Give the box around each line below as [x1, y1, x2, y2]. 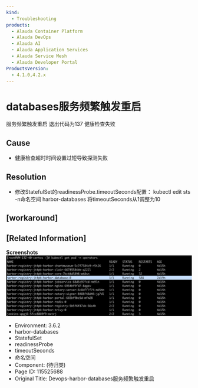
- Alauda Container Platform [11, 28, 83, 34]
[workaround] [6, 213, 58, 223]
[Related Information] [6, 233, 87, 243]
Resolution [6, 172, 47, 182]
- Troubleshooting [11, 15, 57, 22]
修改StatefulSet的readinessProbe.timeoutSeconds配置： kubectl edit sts [14, 188, 190, 195]
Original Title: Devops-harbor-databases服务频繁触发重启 [14, 375, 154, 382]
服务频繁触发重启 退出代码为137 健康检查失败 [6, 120, 116, 128]
